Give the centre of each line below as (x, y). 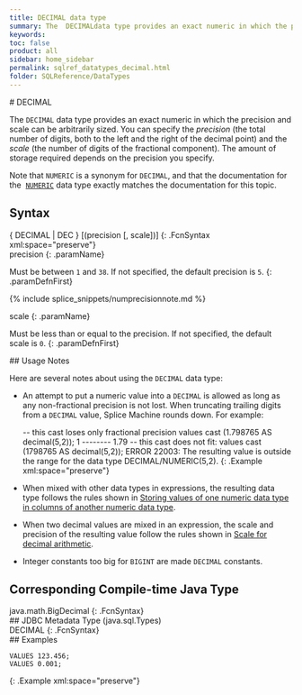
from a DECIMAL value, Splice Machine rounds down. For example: (143, 415)
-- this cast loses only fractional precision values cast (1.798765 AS (147, 432)
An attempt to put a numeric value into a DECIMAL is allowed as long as (151, 395)
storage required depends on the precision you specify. (112, 158)
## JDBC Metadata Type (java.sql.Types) (85, 621)
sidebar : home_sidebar (52, 59)
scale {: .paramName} (50, 315)
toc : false (30, 43)
